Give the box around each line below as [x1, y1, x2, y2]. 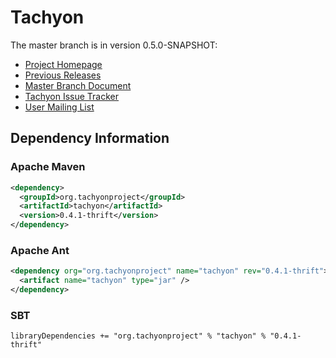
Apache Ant [10, 243, 70, 257]
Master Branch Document [24, 79, 132, 91]
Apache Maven [10, 160, 86, 174]
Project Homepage [24, 58, 103, 70]
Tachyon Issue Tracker [24, 90, 120, 102]
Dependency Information [10, 130, 170, 147]
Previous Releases [24, 69, 102, 81]
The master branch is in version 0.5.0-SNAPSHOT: [10, 39, 218, 51]
